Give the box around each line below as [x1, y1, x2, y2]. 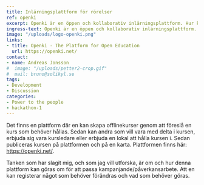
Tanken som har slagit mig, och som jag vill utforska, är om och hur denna [6, 159, 191, 166]
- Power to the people [6, 99, 64, 105]
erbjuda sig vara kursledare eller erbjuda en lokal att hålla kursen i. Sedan [6, 134, 190, 141]
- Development [6, 82, 42, 89]
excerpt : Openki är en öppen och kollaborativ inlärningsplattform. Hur [6, 20, 194, 26]
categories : [6, 93, 36, 99]
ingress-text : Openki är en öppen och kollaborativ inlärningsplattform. [6, 25, 197, 32]
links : [6, 37, 23, 43]
